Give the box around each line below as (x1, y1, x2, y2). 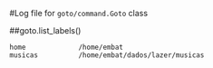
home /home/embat (9, 43, 124, 52)
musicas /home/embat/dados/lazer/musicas (9, 51, 205, 60)
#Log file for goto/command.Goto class (9, 8, 148, 18)
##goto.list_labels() (9, 25, 82, 35)
